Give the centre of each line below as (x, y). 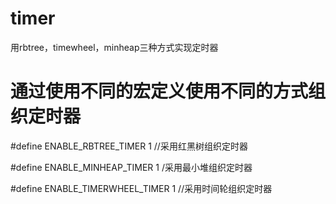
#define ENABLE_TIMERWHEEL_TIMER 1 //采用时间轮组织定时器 (141, 188)
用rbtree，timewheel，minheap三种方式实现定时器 (114, 47)
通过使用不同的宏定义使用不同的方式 (159, 91)
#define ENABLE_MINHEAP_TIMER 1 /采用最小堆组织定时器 (131, 167)
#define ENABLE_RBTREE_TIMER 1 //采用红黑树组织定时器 (129, 146)
